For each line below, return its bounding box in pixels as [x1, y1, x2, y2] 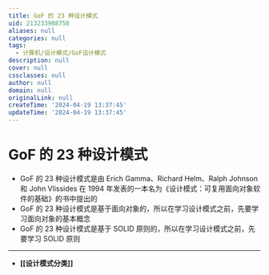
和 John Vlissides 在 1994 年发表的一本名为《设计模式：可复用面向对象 [19, 184, 254, 193]
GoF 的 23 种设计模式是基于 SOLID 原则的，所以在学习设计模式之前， [19, 224, 249, 233]
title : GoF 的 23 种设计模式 [8, 11, 98, 20]
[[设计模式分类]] [19, 258, 74, 268]
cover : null [8, 64, 48, 72]
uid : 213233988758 [8, 19, 70, 27]
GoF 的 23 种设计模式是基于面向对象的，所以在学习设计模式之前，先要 [19, 204, 252, 213]
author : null [8, 79, 52, 87]
